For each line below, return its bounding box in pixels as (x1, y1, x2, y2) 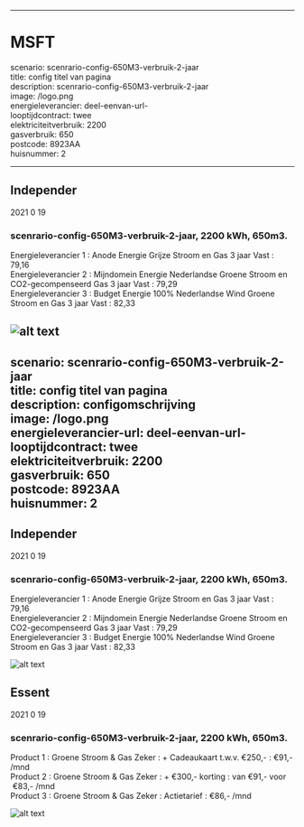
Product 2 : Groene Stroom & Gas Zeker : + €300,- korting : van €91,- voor (10, 771, 287, 782)
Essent (10, 685, 51, 701)
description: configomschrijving (10, 396, 197, 412)
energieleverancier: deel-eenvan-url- (10, 100, 149, 111)
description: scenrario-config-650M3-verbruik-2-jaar (10, 80, 209, 91)
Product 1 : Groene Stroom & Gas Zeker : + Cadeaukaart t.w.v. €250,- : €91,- (10, 752, 293, 763)
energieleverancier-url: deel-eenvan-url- (10, 425, 246, 441)
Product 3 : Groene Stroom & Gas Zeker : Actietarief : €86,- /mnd (10, 791, 252, 802)
